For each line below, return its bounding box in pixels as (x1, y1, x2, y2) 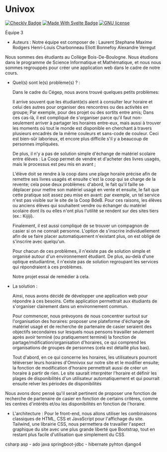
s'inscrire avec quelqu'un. (12, 238, 66, 244)
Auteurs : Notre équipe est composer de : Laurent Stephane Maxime (12, 39, 153, 45)
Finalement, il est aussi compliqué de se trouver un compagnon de (12, 223, 149, 228)
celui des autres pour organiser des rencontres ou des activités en (12, 104, 149, 110)
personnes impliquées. (12, 141, 60, 147)
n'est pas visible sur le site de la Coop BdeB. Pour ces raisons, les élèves (12, 197, 162, 203)
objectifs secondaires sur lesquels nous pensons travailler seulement (12, 329, 154, 335)
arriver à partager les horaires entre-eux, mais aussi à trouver (35, 120, 162, 126)
